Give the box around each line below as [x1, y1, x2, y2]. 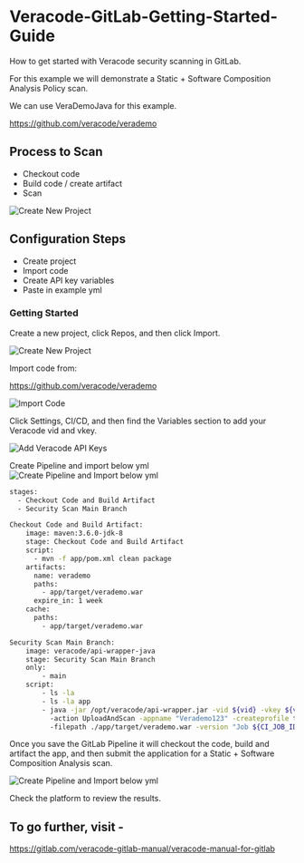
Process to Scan [9, 144, 103, 160]
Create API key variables [22, 275, 115, 286]
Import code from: [9, 363, 77, 373]
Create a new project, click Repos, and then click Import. [9, 327, 221, 338]
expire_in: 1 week [33, 596, 103, 606]
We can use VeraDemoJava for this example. [9, 100, 177, 111]
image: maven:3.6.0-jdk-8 [25, 528, 124, 538]
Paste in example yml [22, 284, 102, 296]
